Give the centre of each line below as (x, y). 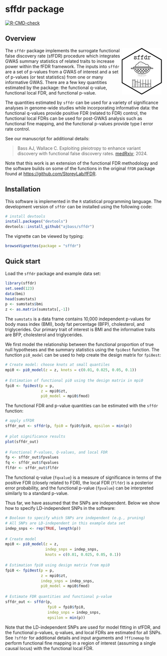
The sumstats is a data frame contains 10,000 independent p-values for (78, 319)
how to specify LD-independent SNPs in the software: (60, 508)
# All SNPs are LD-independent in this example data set (65, 523)
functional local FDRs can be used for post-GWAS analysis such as (74, 118)
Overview (21, 39)
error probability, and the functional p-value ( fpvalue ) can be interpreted (80, 488)
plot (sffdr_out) (22, 442)
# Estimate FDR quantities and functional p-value (59, 597)
